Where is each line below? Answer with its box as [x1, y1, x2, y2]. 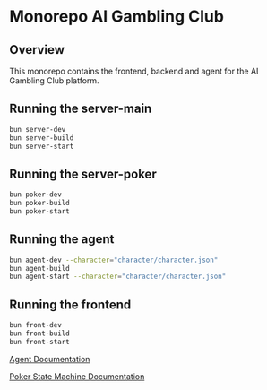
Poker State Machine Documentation [9, 370, 145, 382]
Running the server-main [9, 101, 152, 117]
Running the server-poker [9, 166, 157, 181]
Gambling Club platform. [9, 75, 100, 86]
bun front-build [9, 329, 70, 338]
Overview [9, 42, 65, 57]
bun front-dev [9, 321, 63, 330]
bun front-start [9, 337, 70, 346]
